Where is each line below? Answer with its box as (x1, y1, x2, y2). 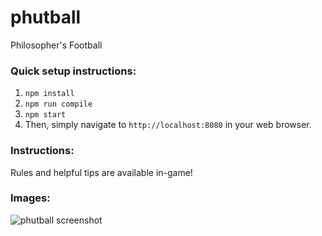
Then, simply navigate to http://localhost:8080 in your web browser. (24, 119, 312, 131)
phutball (10, 6, 82, 29)
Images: (10, 191, 51, 205)
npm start (24, 110, 67, 120)
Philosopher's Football (10, 39, 103, 51)
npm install (24, 89, 75, 99)
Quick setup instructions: (10, 64, 137, 78)
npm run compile (24, 99, 93, 110)
